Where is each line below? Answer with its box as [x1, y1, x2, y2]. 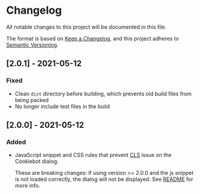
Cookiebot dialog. [14, 158, 59, 165]
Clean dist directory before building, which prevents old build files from [14, 90, 192, 97]
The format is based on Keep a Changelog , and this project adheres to [6, 35, 179, 42]
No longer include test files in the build [14, 103, 110, 110]
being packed [14, 96, 49, 103]
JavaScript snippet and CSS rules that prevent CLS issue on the [14, 152, 172, 159]
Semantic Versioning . [6, 41, 59, 48]
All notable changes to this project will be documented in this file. [6, 23, 167, 30]
